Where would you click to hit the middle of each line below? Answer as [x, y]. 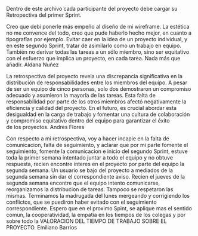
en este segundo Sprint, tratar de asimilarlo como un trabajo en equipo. [94, 45]
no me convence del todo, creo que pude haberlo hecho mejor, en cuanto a [99, 33]
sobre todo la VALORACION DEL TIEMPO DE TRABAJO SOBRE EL [86, 221]
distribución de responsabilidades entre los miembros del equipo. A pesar [97, 82]
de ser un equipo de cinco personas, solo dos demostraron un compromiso [99, 89]
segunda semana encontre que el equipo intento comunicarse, [83, 183]
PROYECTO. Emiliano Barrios [42, 227]
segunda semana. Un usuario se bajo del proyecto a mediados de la [89, 170]
